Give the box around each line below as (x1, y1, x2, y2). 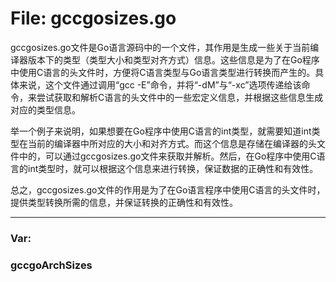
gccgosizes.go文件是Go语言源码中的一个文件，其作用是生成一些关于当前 (10, 41, 311, 53)
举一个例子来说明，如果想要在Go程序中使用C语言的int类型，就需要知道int (10, 125, 312, 137)
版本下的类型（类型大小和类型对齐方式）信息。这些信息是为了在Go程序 (27, 53, 320, 66)
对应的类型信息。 (10, 103, 81, 116)
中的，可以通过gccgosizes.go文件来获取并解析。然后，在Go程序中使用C (18, 150, 317, 162)
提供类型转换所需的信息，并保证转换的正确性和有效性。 (10, 196, 238, 208)
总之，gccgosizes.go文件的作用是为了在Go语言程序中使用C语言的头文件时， (10, 183, 326, 196)
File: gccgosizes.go (10, 7, 177, 30)
